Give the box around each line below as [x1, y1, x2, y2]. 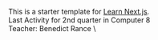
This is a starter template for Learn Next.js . [8, 7, 150, 16]
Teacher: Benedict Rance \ [8, 24, 96, 33]
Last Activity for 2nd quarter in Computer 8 [8, 15, 151, 25]
